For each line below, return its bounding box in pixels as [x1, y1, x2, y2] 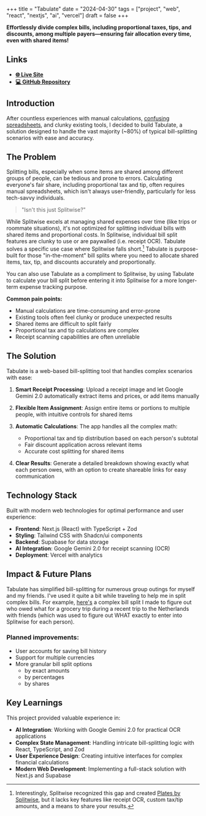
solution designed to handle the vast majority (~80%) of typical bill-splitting [6, 127, 197, 135]
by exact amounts [24, 667, 70, 674]
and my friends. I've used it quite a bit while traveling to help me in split [6, 592, 186, 599]
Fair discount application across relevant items [24, 441, 142, 448]
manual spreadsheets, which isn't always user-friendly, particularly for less [6, 187, 196, 195]
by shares [24, 680, 50, 687]
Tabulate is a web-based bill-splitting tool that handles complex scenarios [6, 367, 193, 374]
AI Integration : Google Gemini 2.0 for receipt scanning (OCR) [15, 544, 170, 552]
